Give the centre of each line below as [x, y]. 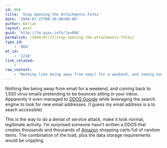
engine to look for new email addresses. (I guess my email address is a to [80, 104]
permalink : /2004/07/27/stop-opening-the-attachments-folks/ [70, 38]
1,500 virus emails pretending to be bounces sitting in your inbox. [72, 94]
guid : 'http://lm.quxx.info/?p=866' [43, 33]
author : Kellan [21, 24]
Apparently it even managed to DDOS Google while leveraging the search [80, 99]
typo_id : [14, 42]
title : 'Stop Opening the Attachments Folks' [53, 14]
